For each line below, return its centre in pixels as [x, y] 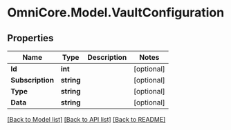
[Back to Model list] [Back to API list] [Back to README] [86, 119]
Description [107, 57]
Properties [30, 38]
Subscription [32, 80]
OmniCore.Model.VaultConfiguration [116, 13]
